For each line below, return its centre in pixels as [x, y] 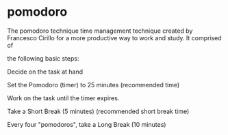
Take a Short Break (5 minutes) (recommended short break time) [98, 111]
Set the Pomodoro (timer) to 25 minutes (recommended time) [93, 85]
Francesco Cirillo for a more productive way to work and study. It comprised [114, 37]
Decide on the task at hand [45, 72]
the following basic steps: [43, 58]
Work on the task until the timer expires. [63, 98]
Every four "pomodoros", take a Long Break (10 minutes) [87, 124]
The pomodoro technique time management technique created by [100, 31]
